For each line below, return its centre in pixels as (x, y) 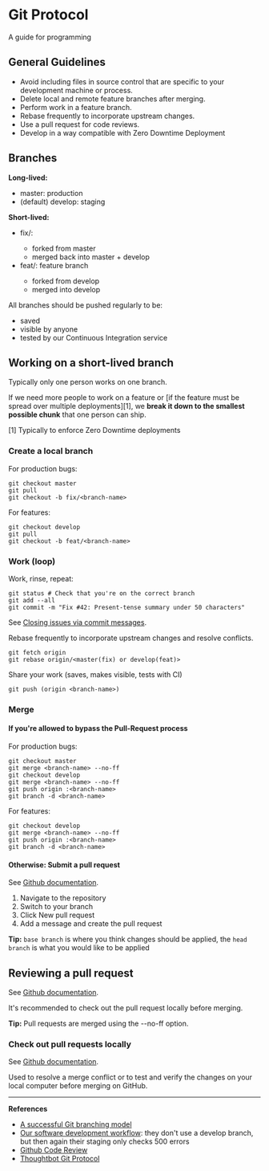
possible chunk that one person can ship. (77, 414)
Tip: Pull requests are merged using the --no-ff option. (98, 1024)
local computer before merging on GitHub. (78, 1086)
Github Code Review (54, 1150)
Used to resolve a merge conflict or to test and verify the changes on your (130, 1077)
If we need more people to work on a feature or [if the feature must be (124, 398)
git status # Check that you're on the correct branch (102, 593)
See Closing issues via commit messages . (77, 622)
